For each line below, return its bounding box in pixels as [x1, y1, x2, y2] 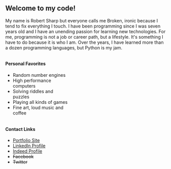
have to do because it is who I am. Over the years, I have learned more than [5, 39, 164, 45]
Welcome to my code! [5, 4, 76, 13]
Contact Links [5, 126, 36, 132]
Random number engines [12, 72, 66, 78]
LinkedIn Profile [12, 143, 46, 149]
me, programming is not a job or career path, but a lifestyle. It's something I [5, 34, 164, 40]
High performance [12, 77, 51, 83]
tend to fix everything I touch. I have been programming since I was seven [5, 23, 161, 29]
